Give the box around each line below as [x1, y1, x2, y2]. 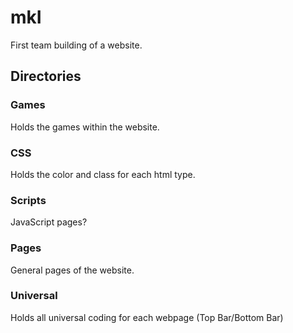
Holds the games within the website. [10, 121, 160, 133]
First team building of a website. [10, 39, 143, 51]
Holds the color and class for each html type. [10, 168, 196, 180]
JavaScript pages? [10, 216, 88, 228]
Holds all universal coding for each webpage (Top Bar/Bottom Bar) [10, 311, 284, 323]
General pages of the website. [10, 264, 135, 276]
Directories [10, 68, 82, 85]
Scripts [10, 193, 47, 207]
